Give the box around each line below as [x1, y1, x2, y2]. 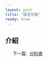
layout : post [5, 7, 32, 12]
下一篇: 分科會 [12, 50, 43, 56]
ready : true [5, 16, 30, 21]
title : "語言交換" [5, 12, 41, 17]
